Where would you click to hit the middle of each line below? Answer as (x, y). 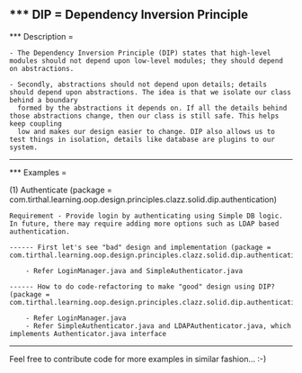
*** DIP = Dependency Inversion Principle (129, 15)
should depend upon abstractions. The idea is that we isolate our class (151, 92)
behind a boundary (44, 100)
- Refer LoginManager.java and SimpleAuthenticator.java (134, 271)
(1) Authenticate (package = (61, 190)
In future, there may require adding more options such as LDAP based (144, 224)
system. (24, 147)
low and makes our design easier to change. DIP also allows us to (147, 131)
